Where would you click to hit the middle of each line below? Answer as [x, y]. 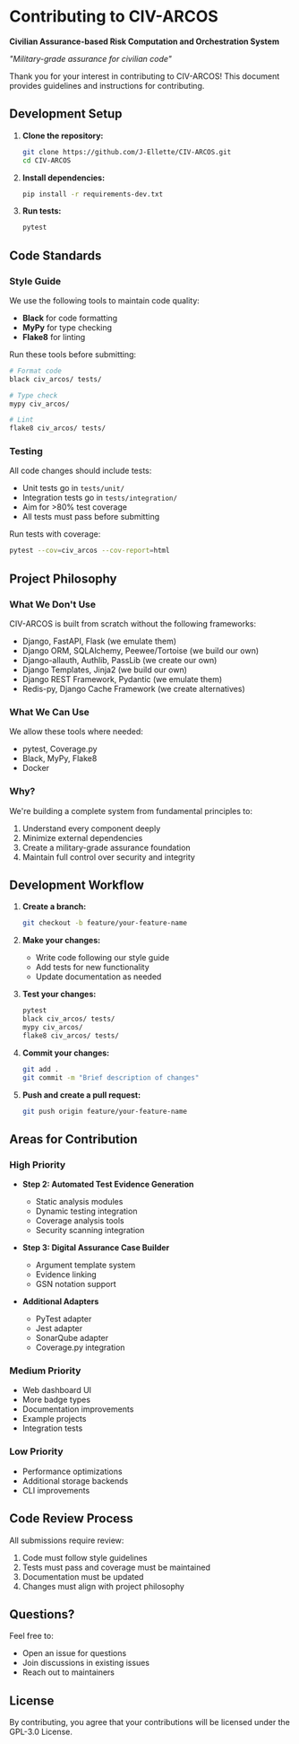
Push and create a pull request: [81, 1095]
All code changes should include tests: [81, 471]
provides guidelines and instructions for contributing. [107, 85]
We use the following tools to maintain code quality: [104, 300]
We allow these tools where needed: [76, 732]
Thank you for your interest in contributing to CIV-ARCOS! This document [145, 76]
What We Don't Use [53, 604]
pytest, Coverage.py [60, 749]
